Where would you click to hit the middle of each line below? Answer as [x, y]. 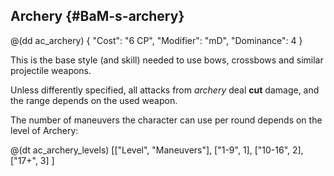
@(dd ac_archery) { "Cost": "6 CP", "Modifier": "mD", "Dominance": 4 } [156, 40]
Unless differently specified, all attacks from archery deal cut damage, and [165, 90]
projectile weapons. [51, 70]
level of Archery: [44, 130]
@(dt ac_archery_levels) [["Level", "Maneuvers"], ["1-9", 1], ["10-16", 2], [157, 150]
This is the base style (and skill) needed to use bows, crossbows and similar [167, 60]
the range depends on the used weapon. [94, 100]
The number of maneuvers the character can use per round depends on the [166, 120]
